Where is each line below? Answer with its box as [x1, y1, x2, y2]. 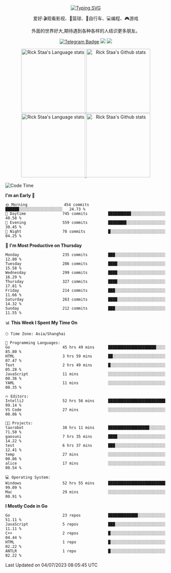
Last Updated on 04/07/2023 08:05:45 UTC [5, 562, 98, 568]
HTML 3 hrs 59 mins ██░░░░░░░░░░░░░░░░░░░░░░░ [5, 354, 166, 359]
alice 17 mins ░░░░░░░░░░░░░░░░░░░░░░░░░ [5, 461, 166, 466]
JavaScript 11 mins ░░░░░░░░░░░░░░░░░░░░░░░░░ [5, 371, 166, 377]
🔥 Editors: [5, 394, 29, 399]
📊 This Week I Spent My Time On [5, 319, 78, 326]
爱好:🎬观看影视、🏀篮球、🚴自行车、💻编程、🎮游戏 [33, 15, 139, 21]
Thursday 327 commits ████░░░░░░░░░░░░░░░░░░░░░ [5, 279, 166, 284]
